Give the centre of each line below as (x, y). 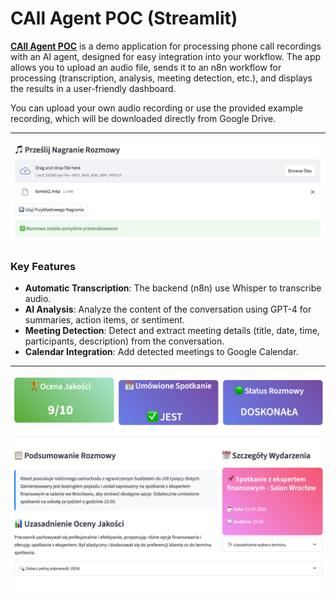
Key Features (43, 266)
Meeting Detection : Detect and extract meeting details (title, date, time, (172, 331)
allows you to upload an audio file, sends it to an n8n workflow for (146, 67)
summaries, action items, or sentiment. (104, 320)
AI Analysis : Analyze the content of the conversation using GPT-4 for (168, 309)
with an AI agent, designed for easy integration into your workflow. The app (166, 56)
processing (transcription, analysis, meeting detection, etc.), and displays (161, 78)
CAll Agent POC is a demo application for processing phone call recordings (166, 46)
